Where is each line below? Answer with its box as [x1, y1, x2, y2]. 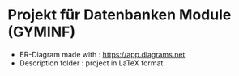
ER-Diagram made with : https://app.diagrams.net [19, 49, 186, 59]
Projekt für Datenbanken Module [7, 6, 232, 24]
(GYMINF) [7, 23, 76, 41]
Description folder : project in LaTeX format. [19, 58, 165, 68]
